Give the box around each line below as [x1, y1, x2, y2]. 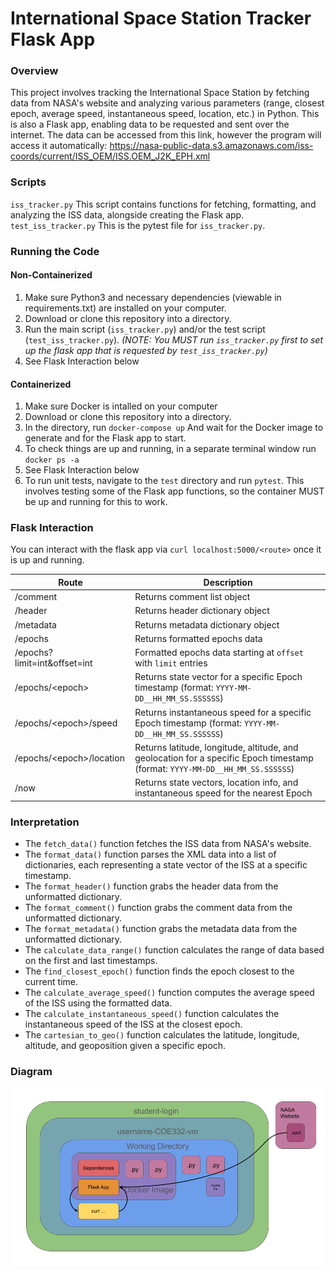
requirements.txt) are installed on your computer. [24, 302, 227, 314]
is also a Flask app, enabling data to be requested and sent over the [10, 118, 290, 131]
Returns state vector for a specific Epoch [134, 671, 303, 683]
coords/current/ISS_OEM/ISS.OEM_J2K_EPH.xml [10, 150, 211, 162]
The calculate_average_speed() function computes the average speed [24, 986, 315, 998]
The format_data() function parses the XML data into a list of [24, 848, 277, 860]
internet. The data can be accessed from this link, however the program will [10, 129, 322, 141]
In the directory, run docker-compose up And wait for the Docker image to [24, 422, 324, 434]
